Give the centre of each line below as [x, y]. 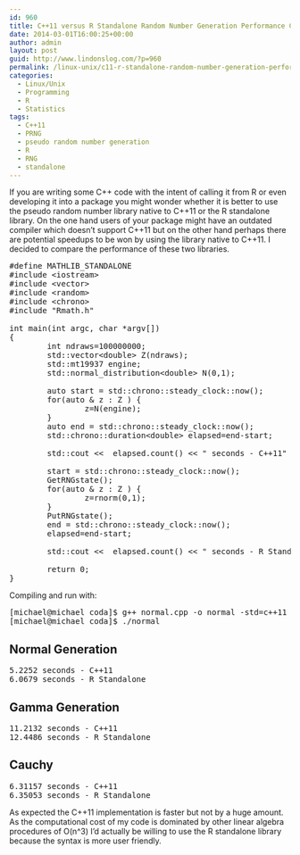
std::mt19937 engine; [94, 364]
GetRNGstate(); [80, 480]
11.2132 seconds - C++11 [63, 728]
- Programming [43, 92]
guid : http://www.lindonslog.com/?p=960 [86, 59]
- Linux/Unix [42, 84]
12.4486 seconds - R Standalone [80, 737]
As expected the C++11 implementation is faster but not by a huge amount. [146, 812]
